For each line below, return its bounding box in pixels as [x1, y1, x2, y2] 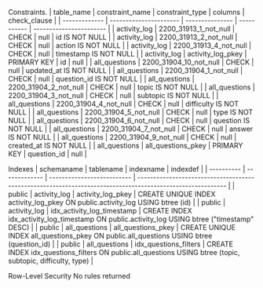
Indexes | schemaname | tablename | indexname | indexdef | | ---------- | [8, 165, 246, 173]
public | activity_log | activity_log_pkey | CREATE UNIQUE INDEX [8, 189, 216, 199]
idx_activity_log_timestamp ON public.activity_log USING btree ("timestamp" [8, 214, 254, 224]
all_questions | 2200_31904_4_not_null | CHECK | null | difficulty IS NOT [8, 99, 239, 108]
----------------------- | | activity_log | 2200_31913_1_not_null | [33, 24, 236, 33]
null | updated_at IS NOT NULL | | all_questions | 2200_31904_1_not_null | [8, 66, 243, 75]
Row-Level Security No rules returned [8, 272, 131, 280]
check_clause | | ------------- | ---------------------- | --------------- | [8, 16, 238, 25]
